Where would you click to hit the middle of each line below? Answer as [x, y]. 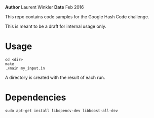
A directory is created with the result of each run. [55, 77]
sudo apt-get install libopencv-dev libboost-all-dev [62, 111]
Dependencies [36, 97]
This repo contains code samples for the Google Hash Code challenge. [77, 17]
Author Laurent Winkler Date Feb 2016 [44, 7]
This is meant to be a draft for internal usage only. [56, 26]
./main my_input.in [25, 68]
